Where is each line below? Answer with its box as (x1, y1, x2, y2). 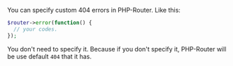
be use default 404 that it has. (7, 52, 92, 60)
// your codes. (13, 26, 58, 33)
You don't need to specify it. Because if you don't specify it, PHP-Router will (7, 44, 227, 53)
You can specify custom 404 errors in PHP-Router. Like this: (7, 6, 181, 14)
